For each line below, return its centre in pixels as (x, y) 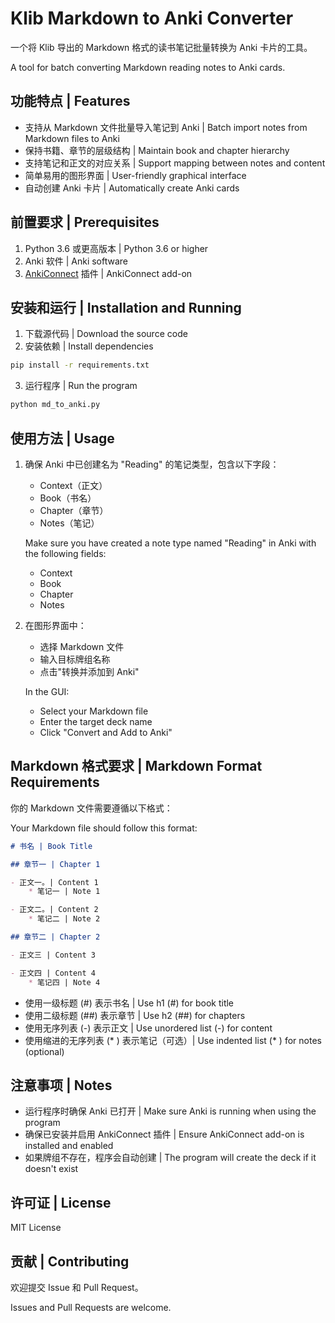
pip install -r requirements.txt (80, 365)
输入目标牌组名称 (75, 659)
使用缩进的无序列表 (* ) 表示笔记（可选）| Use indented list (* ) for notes (173, 1040)
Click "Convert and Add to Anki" (106, 732)
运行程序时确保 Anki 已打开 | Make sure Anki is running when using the (170, 1111)
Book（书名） (68, 498)
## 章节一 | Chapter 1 (55, 864)
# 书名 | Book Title (51, 846)
